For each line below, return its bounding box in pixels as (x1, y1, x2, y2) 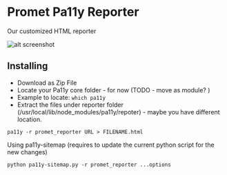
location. (17, 115, 43, 123)
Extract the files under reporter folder (17, 101, 124, 109)
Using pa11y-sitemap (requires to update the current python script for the (7, 141, 215, 149)
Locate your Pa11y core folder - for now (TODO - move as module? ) (17, 85, 210, 94)
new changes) (7, 147, 48, 156)
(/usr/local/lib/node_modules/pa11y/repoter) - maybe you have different (17, 107, 220, 116)
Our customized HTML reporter (7, 27, 97, 35)
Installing (7, 60, 48, 72)
